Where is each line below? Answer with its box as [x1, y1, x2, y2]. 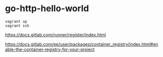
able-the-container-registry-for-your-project [5, 46, 95, 52]
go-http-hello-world [5, 3, 89, 14]
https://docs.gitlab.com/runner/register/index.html [5, 32, 106, 38]
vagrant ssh [5, 23, 29, 28]
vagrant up [5, 19, 27, 24]
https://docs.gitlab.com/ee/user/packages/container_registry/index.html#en [5, 41, 158, 47]
